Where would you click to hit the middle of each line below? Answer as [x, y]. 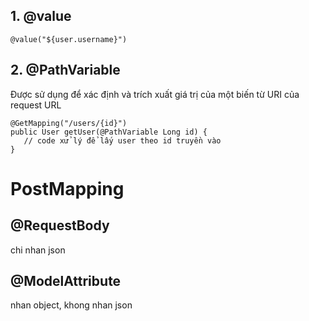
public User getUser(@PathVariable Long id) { [109, 132]
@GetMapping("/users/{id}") [69, 123]
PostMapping [67, 188]
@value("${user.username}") [69, 39]
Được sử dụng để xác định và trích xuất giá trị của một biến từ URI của [155, 94]
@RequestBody [60, 225]
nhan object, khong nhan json [71, 305]
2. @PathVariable [65, 70]
